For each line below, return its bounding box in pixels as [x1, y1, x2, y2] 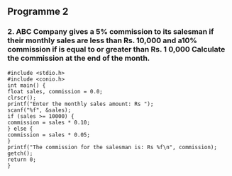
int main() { [7, 81, 46, 89]
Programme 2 [7, 6, 69, 18]
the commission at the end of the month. [7, 53, 150, 63]
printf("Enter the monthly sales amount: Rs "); [7, 100, 154, 107]
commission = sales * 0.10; [7, 119, 91, 126]
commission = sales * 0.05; [7, 131, 91, 139]
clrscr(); [7, 94, 37, 101]
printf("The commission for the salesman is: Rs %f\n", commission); [7, 143, 218, 151]
